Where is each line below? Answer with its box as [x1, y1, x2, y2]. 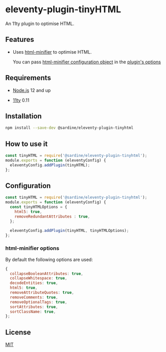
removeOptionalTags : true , [10, 299, 67, 304]
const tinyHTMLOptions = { [10, 204, 67, 210]
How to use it [5, 139, 48, 148]
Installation [5, 111, 42, 121]
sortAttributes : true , [10, 304, 58, 310]
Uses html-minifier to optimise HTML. [12, 49, 92, 55]
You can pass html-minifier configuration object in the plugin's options [12, 59, 161, 65]
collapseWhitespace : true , [10, 276, 67, 281]
